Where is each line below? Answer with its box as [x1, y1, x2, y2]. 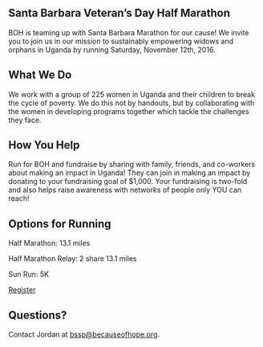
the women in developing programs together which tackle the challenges [8, 106, 250, 116]
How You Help [8, 138, 80, 152]
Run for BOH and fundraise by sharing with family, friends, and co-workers [8, 160, 256, 169]
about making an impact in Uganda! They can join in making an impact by [8, 168, 251, 178]
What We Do [8, 68, 72, 82]
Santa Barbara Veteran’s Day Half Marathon [8, 6, 231, 20]
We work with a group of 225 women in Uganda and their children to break [8, 89, 255, 99]
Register [8, 285, 36, 295]
